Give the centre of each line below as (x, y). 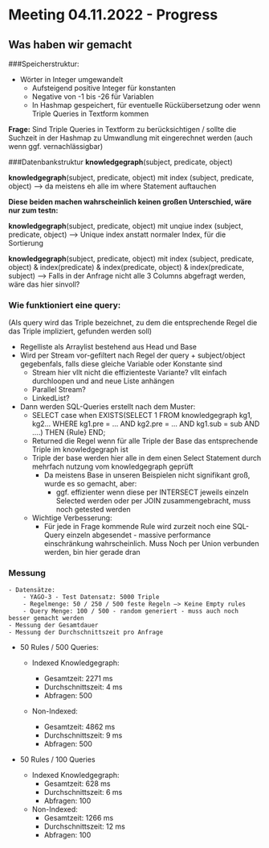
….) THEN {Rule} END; (69, 432)
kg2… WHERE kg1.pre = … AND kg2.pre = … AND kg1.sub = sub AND (146, 424)
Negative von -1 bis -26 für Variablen (93, 97)
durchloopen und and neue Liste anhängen (103, 381)
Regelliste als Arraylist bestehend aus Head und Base (108, 347)
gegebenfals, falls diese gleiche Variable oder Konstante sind (121, 364)
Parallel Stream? (59, 390)
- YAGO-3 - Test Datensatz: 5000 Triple (91, 597)
